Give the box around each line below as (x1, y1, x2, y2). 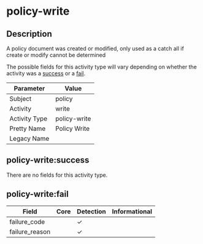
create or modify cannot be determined (6, 51, 106, 59)
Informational (112, 207, 152, 215)
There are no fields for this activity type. (6, 171, 108, 179)
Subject (9, 95, 32, 103)
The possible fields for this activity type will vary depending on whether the (6, 63, 197, 70)
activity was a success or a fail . (6, 70, 86, 77)
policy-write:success (6, 155, 90, 166)
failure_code (9, 217, 45, 226)
